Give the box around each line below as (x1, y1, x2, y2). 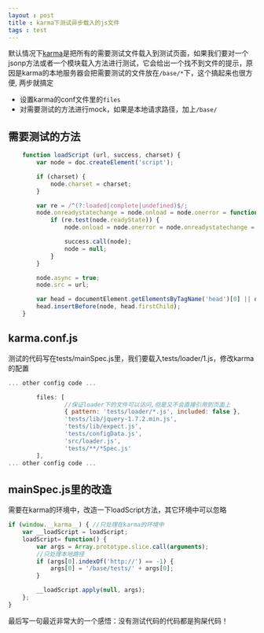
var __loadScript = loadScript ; (22, 528, 128, 536)
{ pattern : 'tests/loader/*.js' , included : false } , (64, 408, 241, 416)
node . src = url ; (36, 281, 90, 289)
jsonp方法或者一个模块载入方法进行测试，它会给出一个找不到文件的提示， (8, 58, 247, 68)
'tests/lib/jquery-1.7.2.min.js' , (64, 415, 178, 423)
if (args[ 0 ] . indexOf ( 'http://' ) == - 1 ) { (36, 558, 174, 565)
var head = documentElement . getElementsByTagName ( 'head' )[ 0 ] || (36, 296, 251, 304)
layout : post (8, 11, 55, 20)
